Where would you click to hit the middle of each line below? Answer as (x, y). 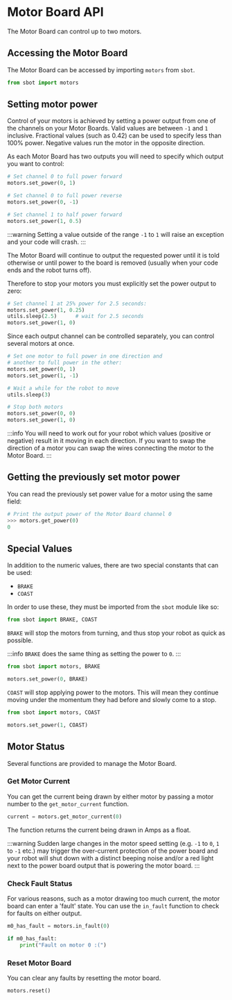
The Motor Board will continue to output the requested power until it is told (114, 255)
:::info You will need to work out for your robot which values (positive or (109, 433)
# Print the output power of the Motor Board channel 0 (89, 514)
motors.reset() (29, 990)
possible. (20, 640)
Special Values (40, 548)
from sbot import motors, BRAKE (54, 667)
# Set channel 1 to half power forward (65, 215)
